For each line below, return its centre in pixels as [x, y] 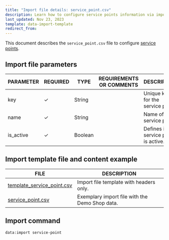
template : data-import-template [39, 24]
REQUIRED [56, 81]
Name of [154, 114]
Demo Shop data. [98, 203]
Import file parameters [41, 64]
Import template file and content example [71, 159]
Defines [153, 128]
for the [151, 100]
